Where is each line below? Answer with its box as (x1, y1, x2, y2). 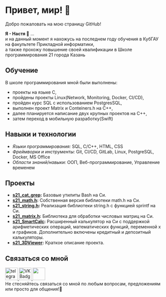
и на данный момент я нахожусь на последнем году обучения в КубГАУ (5, 36, 159, 42)
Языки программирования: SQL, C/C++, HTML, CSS (12, 143, 124, 149)
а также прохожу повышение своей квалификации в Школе (5, 46, 133, 52)
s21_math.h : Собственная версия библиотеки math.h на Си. (12, 197, 141, 203)
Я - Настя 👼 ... (5, 30, 34, 36)
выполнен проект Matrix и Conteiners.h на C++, (12, 105, 113, 111)
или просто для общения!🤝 (5, 286, 62, 292)
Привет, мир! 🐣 (5, 4, 71, 16)
